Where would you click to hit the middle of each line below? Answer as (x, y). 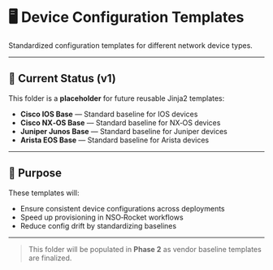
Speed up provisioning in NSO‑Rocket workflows (102, 217)
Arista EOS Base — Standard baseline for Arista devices (115, 140)
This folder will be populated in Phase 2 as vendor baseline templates (145, 249)
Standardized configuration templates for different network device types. (131, 45)
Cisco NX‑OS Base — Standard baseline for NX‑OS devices (120, 122)
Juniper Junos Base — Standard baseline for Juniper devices (123, 131)
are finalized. (50, 258)
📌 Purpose (35, 173)
